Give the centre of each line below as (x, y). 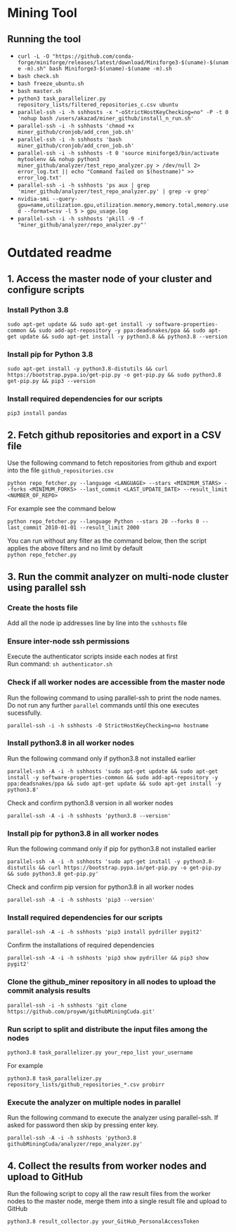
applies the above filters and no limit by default (75, 548)
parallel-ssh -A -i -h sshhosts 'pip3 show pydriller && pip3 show (108, 958)
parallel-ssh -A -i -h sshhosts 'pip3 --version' (81, 900)
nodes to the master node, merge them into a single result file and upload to (117, 1201)
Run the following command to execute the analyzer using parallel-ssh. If (113, 1118)
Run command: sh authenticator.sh (60, 664)
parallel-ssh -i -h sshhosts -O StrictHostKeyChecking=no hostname (108, 725)
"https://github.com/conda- (93, 56)
